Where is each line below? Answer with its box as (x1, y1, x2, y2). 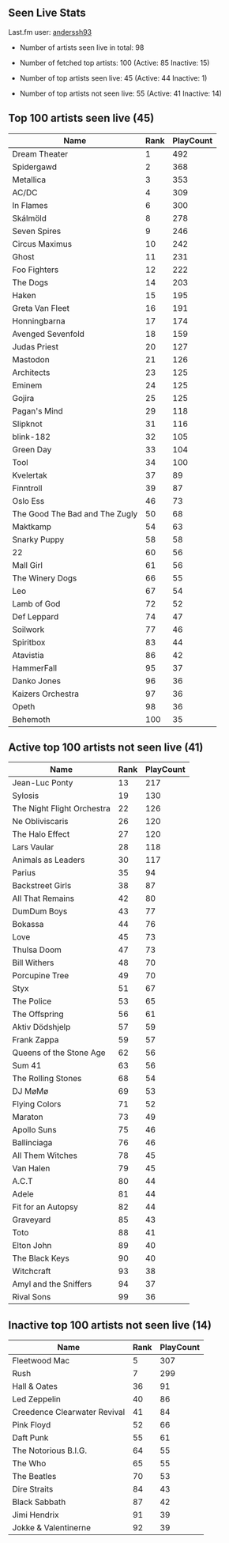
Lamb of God (12, 598, 61, 609)
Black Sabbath (12, 1496, 66, 1507)
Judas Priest (12, 341, 59, 352)
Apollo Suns (12, 1125, 57, 1136)
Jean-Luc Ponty (12, 777, 73, 789)
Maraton (12, 1111, 43, 1122)
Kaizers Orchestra (12, 688, 79, 699)
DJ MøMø (12, 1086, 49, 1097)
